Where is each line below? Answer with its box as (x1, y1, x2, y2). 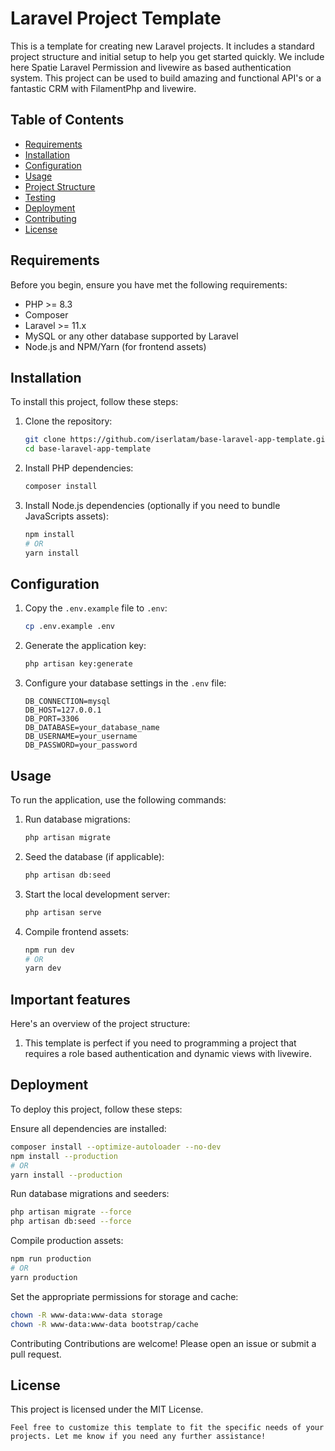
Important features (10, 991, 131, 1008)
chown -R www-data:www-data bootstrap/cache (10, 1319, 199, 1329)
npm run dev (24, 945, 75, 955)
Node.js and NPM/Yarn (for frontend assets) (24, 340, 207, 352)
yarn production (10, 1272, 78, 1282)
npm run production (10, 1254, 92, 1264)
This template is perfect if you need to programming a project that (24, 1037, 297, 1049)
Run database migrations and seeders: (10, 1188, 170, 1200)
